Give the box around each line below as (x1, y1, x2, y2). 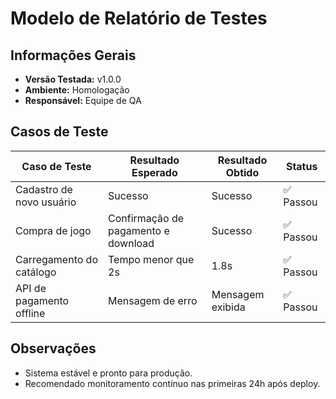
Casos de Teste (10, 123, 109, 141)
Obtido (225, 165, 260, 179)
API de (15, 281, 47, 295)
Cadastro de (15, 182, 73, 196)
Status (285, 159, 318, 173)
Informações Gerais (10, 47, 137, 64)
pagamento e (108, 223, 170, 237)
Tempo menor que (108, 252, 195, 266)
